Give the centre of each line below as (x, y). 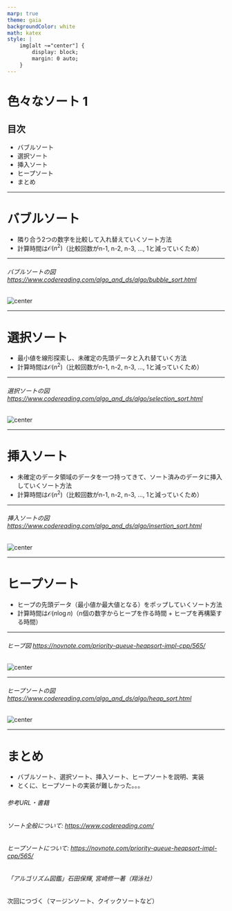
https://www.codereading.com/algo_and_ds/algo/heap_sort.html (99, 698)
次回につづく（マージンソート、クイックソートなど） (83, 901)
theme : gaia (24, 20)
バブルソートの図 (31, 271)
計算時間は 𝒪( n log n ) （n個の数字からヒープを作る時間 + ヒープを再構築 (116, 613)
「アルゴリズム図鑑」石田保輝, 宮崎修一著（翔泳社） (81, 878)
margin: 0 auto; (55, 59)
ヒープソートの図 (31, 690)
